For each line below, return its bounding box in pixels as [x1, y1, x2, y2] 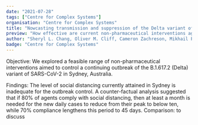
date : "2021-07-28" [6, 8, 54, 15]
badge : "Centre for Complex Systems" [6, 42, 99, 48]
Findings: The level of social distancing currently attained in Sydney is [6, 81, 176, 88]
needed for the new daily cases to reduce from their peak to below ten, [6, 100, 179, 107]
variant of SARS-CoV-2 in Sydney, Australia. [6, 70, 113, 77]
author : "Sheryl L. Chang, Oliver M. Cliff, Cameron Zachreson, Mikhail [6, 36, 189, 42]
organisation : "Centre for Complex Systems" [6, 19, 117, 25]
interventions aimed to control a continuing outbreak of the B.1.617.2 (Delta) [6, 64, 189, 71]
